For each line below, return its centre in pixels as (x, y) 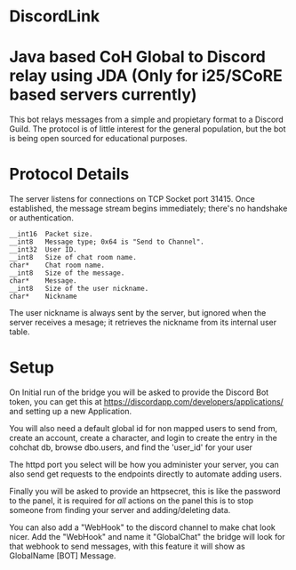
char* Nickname (43, 297)
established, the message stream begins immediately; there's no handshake (148, 209)
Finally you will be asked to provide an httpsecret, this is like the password (145, 491)
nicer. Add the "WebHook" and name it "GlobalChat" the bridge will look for (148, 537)
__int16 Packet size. (51, 234)
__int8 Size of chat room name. (73, 258)
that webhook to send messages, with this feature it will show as (128, 546)
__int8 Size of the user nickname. (79, 289)
